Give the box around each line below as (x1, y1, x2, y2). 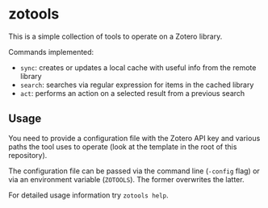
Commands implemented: (8, 47, 94, 56)
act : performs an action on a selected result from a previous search (19, 88, 245, 98)
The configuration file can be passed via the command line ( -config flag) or (8, 166, 260, 176)
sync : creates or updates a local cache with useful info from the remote (19, 62, 257, 73)
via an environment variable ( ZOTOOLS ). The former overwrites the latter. (8, 174, 245, 184)
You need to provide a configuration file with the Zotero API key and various (8, 133, 261, 143)
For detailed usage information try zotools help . (8, 190, 170, 200)
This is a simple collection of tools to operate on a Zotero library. (8, 31, 223, 41)
